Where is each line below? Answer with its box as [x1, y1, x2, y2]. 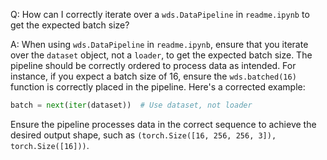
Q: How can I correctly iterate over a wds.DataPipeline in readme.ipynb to [10, 9, 310, 20]
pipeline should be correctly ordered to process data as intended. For [10, 60, 297, 71]
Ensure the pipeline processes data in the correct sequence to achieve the [10, 118, 317, 130]
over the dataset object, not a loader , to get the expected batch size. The [10, 49, 313, 61]
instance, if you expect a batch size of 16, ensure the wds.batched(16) [10, 70, 297, 82]
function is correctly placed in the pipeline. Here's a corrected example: [10, 81, 306, 93]
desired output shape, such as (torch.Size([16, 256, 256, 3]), [10, 129, 277, 141]
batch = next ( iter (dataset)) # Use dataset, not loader [10, 100, 253, 110]
